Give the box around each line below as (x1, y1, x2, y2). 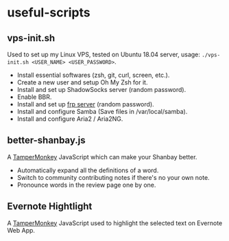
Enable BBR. (16, 93, 52, 101)
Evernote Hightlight (7, 200, 93, 212)
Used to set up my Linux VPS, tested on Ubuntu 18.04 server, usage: (7, 50, 201, 58)
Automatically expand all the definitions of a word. (16, 166, 159, 174)
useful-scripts (7, 5, 91, 21)
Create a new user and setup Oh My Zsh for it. (16, 78, 148, 87)
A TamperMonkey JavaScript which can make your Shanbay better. (7, 152, 197, 161)
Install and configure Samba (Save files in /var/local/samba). (16, 108, 188, 115)
